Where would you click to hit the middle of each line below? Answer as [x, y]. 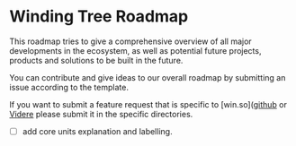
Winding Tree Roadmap [99, 17]
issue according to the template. [69, 87]
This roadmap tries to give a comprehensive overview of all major [130, 41]
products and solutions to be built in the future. [96, 60]
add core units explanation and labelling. [97, 131]
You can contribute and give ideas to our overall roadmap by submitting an [148, 77]
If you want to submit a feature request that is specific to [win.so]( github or [148, 104]
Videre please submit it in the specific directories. [101, 114]
